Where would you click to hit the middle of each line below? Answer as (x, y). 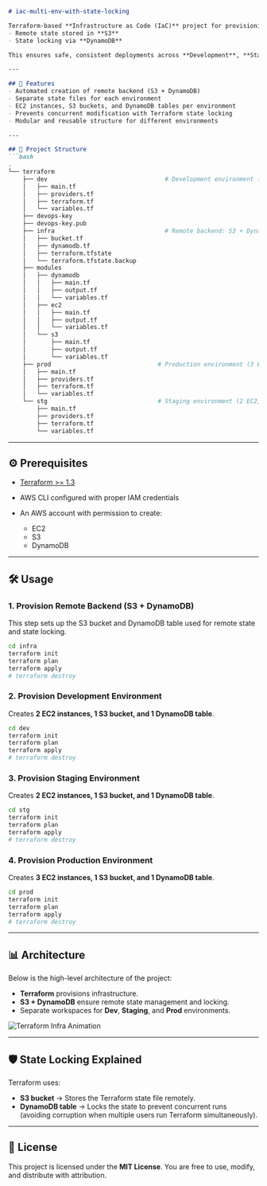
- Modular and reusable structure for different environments (113, 121)
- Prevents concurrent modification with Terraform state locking (120, 113)
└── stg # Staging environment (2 (133, 401)
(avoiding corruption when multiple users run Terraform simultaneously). (139, 1115)
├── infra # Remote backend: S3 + (133, 231)
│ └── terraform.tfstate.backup (79, 260)
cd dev (19, 728)
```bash (21, 157)
